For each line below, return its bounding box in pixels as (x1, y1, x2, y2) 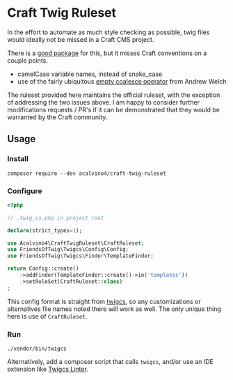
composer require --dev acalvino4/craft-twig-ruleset (7, 169, 167, 177)
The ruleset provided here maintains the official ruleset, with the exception (7, 91, 220, 99)
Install (7, 154, 29, 164)
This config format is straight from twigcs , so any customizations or (7, 297, 201, 305)
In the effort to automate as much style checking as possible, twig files (7, 28, 210, 36)
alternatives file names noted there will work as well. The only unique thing (7, 305, 221, 313)
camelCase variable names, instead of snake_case (17, 70, 163, 78)
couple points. (7, 56, 49, 64)
